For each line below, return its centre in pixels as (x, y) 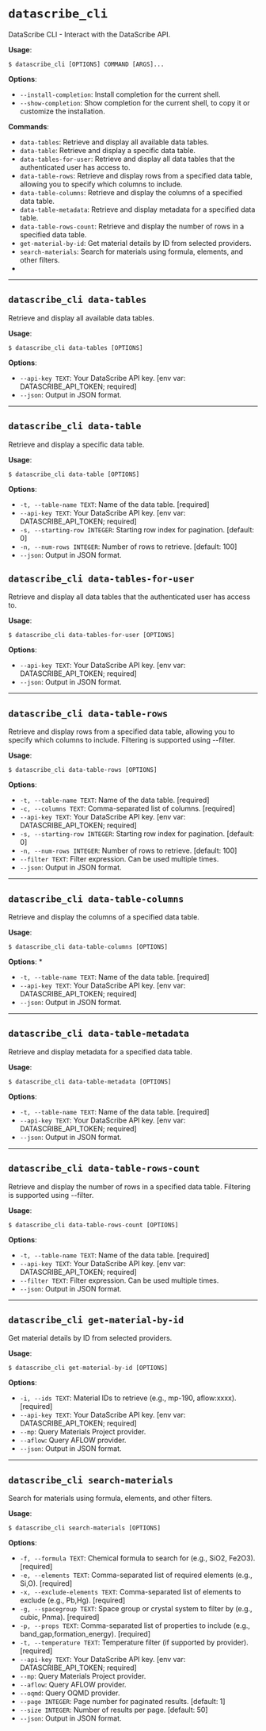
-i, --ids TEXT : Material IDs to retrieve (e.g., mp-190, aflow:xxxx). (128, 1398)
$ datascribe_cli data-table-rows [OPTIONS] (83, 770)
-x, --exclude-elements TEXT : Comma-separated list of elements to (130, 1592)
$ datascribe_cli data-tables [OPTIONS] (76, 347)
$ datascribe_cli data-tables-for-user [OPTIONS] (92, 635)
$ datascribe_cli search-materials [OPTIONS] (84, 1528)
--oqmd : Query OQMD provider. (70, 1693)
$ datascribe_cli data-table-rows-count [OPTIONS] (93, 1225)
